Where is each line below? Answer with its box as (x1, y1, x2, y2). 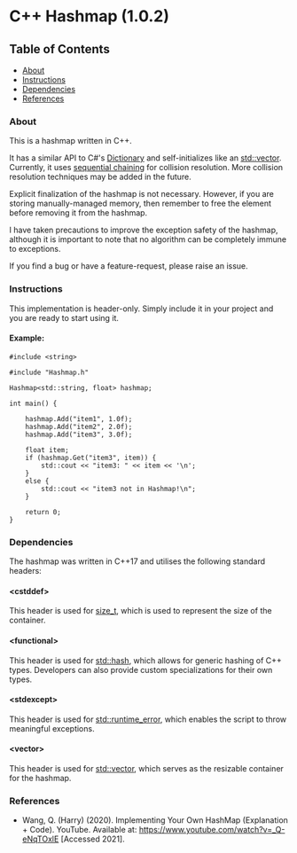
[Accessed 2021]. (60, 833, 126, 844)
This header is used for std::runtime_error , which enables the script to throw (9, 714, 286, 724)
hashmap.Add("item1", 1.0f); (25, 414, 133, 423)
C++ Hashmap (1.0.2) (9, 6, 170, 27)
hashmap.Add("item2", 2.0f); (25, 422, 133, 431)
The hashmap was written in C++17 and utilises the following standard (9, 556, 266, 567)
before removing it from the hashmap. (9, 207, 148, 218)
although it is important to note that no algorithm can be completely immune (9, 234, 286, 245)
